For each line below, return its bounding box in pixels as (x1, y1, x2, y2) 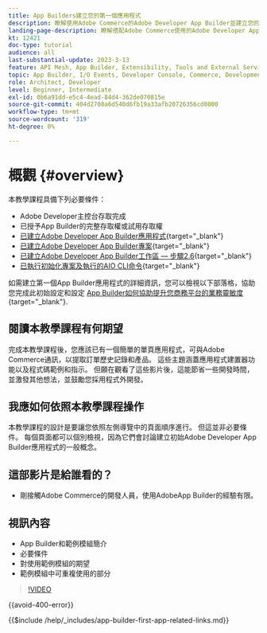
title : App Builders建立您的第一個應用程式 (8, 11, 141, 20)
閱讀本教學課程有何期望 (8, 322, 123, 335)
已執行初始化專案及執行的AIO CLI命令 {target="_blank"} (19, 260, 200, 271)
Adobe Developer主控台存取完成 (19, 211, 126, 221)
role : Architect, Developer (8, 78, 102, 86)
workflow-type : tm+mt (8, 108, 80, 116)
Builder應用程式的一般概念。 (8, 443, 102, 452)
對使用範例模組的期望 (19, 558, 90, 568)
